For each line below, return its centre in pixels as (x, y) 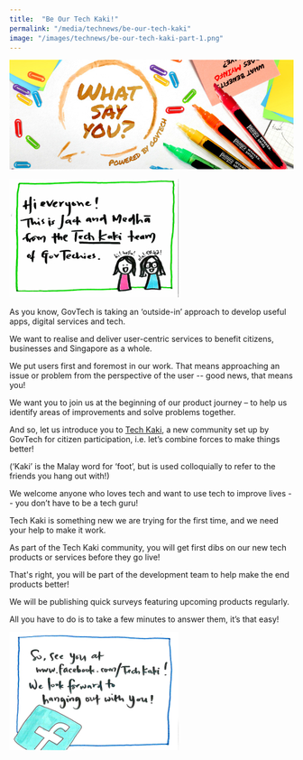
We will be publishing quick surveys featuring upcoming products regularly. (150, 602)
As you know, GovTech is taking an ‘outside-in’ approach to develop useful (148, 312)
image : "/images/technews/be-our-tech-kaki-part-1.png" (116, 38)
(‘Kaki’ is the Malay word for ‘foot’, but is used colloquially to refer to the (142, 467)
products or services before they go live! (85, 557)
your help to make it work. (58, 530)
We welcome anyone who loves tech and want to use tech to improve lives (148, 494)
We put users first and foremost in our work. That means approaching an (145, 366)
